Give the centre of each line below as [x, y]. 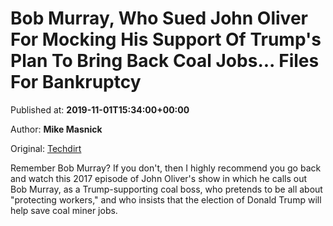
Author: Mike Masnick [56, 129]
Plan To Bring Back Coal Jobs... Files [165, 61]
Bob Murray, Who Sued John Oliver [159, 18]
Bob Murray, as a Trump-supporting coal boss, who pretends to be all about [166, 189]
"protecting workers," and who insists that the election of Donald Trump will [166, 199]
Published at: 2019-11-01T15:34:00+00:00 [100, 109]
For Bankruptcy [76, 82]
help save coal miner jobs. [64, 210]
